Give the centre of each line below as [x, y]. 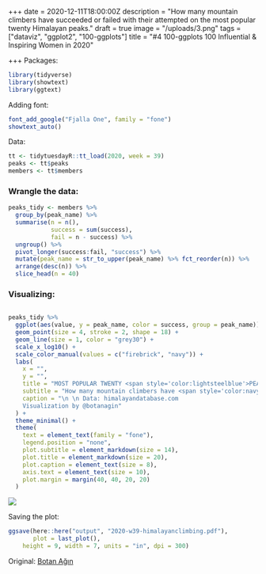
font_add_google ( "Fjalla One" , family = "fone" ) [90, 119]
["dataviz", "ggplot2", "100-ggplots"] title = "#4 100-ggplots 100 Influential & [133, 36]
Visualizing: [32, 294]
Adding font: [28, 105]
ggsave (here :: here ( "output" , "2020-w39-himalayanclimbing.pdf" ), [118, 531]
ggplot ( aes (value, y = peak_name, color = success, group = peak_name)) [138, 325]
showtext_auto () [35, 127]
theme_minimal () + [46, 420]
